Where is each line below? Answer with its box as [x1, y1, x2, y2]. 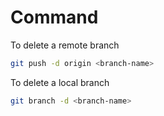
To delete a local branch [10, 76, 110, 88]
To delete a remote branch [10, 39, 120, 51]
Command [10, 6, 99, 29]
